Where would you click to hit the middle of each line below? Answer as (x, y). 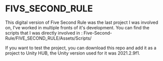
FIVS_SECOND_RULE (49, 9)
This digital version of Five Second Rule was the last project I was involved (82, 22)
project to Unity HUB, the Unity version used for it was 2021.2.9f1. (73, 53)
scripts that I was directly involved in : (44, 33)
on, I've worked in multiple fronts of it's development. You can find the (77, 27)
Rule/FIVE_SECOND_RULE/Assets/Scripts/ (48, 38)
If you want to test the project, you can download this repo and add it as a (81, 48)
